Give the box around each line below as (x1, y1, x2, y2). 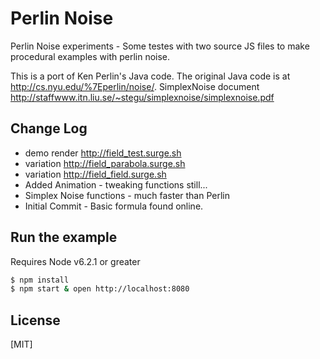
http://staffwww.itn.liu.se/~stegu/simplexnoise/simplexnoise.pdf (10, 91, 275, 103)
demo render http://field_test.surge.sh (24, 147, 182, 159)
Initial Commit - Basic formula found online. (24, 200, 204, 212)
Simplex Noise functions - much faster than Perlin (24, 189, 230, 201)
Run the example (10, 229, 118, 246)
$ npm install (10, 275, 70, 285)
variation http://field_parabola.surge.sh (24, 157, 186, 169)
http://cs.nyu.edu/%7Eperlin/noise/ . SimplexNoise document (10, 80, 260, 92)
